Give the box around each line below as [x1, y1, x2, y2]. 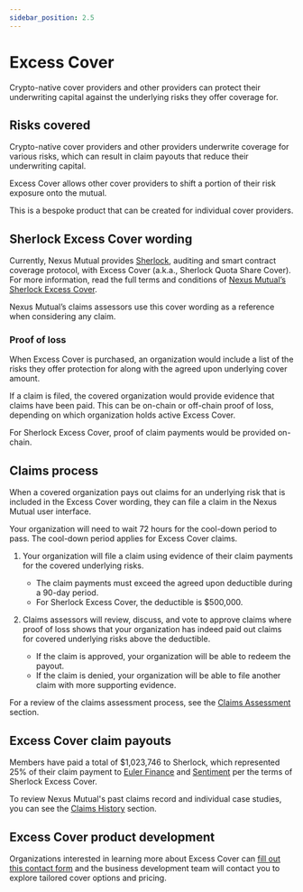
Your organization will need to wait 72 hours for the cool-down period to [9, 524, 278, 535]
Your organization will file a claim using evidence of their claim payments [22, 551, 293, 562]
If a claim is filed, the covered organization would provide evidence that [9, 391, 275, 401]
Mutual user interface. [9, 506, 92, 517]
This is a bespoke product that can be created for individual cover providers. [9, 205, 294, 216]
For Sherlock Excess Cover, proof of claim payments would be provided [9, 428, 277, 438]
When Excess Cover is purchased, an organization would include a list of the [9, 354, 294, 365]
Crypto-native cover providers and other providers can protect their [9, 82, 262, 93]
